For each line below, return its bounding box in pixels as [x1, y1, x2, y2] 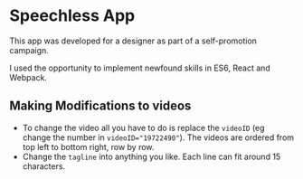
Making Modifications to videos [9, 99, 192, 114]
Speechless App [9, 5, 136, 26]
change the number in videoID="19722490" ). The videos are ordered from [22, 132, 295, 143]
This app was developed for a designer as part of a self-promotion [9, 35, 258, 46]
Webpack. [9, 71, 48, 82]
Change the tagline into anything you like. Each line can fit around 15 [22, 151, 281, 162]
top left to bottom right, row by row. [22, 141, 155, 152]
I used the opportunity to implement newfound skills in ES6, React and [9, 62, 271, 73]
